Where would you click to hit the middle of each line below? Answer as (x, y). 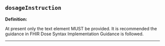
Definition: (16, 19)
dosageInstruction (33, 8)
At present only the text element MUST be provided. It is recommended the (81, 28)
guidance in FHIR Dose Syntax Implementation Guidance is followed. (74, 34)
